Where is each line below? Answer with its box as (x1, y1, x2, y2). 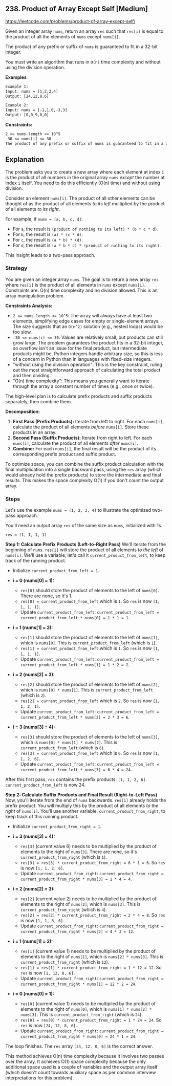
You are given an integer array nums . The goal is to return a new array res (5, 276, 159, 283)
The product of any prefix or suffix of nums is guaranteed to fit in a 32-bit (5, 44, 158, 50)
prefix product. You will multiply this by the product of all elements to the (5, 802, 159, 809)
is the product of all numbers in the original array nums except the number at (5, 174, 165, 180)
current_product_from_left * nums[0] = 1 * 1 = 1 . (20, 615, 130, 621)
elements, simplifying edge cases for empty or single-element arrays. (12, 318, 160, 324)
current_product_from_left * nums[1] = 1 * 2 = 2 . (20, 662, 130, 668)
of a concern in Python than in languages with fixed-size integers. (12, 356, 152, 362)
